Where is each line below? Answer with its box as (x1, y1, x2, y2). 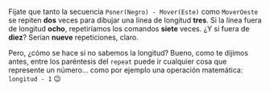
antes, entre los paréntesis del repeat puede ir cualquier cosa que (8, 56, 227, 66)
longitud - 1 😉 (8, 74, 62, 83)
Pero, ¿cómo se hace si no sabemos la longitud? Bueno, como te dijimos (8, 48, 248, 57)
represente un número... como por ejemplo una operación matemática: (8, 65, 243, 75)
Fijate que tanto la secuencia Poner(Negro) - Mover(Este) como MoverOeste (8, 7, 259, 16)
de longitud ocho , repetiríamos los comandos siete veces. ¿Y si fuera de (8, 24, 250, 33)
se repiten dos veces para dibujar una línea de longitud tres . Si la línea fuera (8, 15, 262, 25)
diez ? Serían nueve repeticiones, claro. (8, 32, 139, 42)
